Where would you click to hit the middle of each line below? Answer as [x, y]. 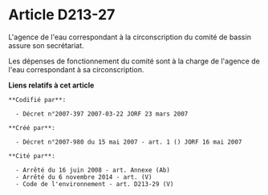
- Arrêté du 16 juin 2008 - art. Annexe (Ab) [93, 170]
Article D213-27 [62, 15]
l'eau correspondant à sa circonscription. [76, 69]
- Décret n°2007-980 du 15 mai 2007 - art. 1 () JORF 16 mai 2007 [129, 142]
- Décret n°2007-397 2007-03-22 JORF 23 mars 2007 [102, 114]
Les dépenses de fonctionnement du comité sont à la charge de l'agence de [134, 61]
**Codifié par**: [37, 100]
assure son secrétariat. [46, 45]
